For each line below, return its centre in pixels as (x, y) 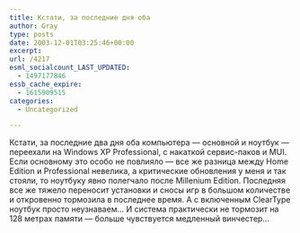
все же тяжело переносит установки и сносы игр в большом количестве (150, 190)
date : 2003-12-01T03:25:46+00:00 (72, 43)
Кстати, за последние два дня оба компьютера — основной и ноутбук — (150, 142)
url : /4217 (30, 59)
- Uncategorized (48, 109)
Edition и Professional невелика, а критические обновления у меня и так (148, 171)
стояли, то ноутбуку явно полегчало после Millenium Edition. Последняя (147, 181)
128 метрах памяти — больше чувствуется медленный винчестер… (139, 219)
